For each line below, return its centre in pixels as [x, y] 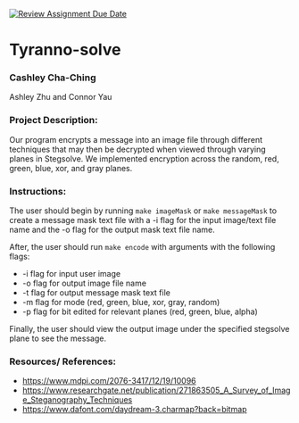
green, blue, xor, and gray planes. [71, 168]
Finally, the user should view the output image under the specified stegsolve [149, 329]
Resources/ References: [63, 361]
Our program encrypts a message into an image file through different [136, 139]
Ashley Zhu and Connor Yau [61, 97]
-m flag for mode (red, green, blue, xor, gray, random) [121, 303]
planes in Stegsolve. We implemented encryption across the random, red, [144, 158]
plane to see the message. [58, 338]
